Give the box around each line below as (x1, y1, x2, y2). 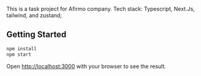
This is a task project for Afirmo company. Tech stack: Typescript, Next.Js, (6, 6, 195, 12)
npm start (6, 51, 32, 58)
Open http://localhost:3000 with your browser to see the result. (6, 63, 167, 70)
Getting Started (6, 29, 67, 40)
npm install (6, 45, 37, 51)
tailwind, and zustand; (6, 12, 63, 19)
